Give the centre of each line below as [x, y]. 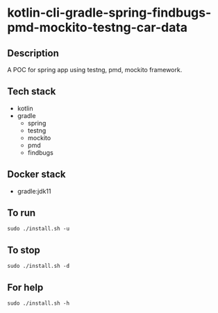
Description [33, 53]
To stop [24, 250]
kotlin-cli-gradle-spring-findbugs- [109, 13]
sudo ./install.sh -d [39, 266]
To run [22, 213]
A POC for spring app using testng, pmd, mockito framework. [95, 70]
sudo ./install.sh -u [39, 229]
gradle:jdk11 [34, 191]
